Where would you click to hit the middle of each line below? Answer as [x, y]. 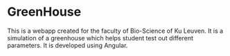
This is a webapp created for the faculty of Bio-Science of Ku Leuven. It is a [115, 31]
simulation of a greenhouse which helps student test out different [100, 38]
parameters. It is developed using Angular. [68, 45]
